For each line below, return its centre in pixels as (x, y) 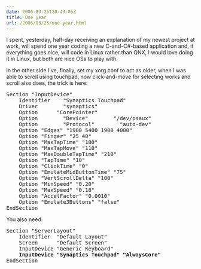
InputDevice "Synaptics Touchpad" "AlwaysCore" (90, 255)
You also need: (25, 219)
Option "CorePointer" (58, 112)
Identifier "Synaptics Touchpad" (73, 100)
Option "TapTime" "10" (52, 160)
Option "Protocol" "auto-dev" (85, 124)
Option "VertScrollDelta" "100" (66, 178)
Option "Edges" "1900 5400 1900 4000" (76, 130)
